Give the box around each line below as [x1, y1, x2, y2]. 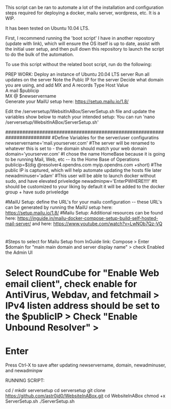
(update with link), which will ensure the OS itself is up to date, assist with [5, 40, 160, 47]
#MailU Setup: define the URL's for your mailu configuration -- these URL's [5, 199, 162, 205]
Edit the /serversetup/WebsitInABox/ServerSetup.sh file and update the [5, 109, 156, 114]
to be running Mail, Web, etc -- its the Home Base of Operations [5, 156, 140, 162]
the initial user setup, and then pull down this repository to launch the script [5, 46, 164, 52]
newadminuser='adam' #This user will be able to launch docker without [5, 173, 156, 179]
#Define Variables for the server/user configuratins [52, 135, 159, 140]
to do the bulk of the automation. [5, 51, 74, 57]
